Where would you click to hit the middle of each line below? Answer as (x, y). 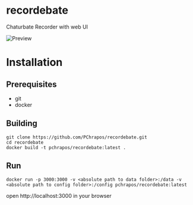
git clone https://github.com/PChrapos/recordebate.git (77, 137)
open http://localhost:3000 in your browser (59, 195)
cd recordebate (25, 142)
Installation (34, 62)
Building (22, 123)
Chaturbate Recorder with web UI (47, 27)
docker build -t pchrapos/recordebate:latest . (66, 147)
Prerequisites (31, 84)
